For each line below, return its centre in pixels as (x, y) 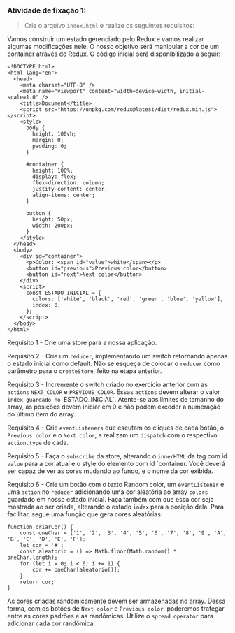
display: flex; (55, 177)
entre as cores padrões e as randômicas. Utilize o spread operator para (111, 616)
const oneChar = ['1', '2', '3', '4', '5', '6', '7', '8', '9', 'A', (123, 533)
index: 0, (47, 305)
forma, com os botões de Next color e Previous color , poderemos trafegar (116, 609)
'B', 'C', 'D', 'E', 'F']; (47, 539)
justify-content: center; (70, 189)
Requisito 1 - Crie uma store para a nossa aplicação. (82, 343)
